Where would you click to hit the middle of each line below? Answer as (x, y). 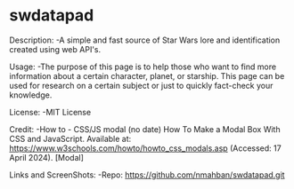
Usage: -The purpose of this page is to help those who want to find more (143, 67)
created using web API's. (55, 49)
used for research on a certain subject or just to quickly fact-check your (141, 85)
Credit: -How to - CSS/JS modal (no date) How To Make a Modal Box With (145, 129)
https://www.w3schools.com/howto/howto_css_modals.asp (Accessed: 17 (146, 148)
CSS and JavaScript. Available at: (70, 138)
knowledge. (31, 95)
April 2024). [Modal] (47, 157)
